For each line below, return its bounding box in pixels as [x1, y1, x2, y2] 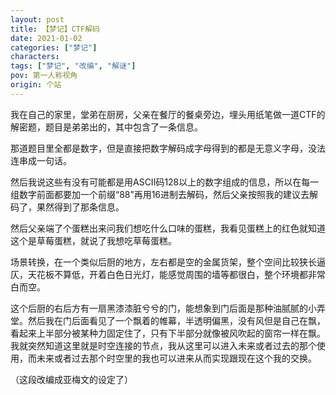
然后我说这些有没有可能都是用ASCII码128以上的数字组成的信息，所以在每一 [10, 176, 320, 188]
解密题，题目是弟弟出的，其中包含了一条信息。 [10, 121, 203, 133]
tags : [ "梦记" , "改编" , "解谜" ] [10, 61, 137, 71]
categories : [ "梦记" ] [10, 42, 98, 53]
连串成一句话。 [10, 154, 72, 166]
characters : [10, 52, 60, 62]
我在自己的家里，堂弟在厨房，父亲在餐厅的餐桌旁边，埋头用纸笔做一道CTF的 [10, 108, 326, 120]
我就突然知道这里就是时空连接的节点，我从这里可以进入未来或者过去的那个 [10, 339, 317, 351]
